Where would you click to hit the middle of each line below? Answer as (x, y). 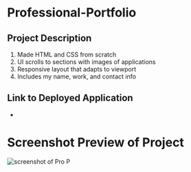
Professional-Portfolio (72, 13)
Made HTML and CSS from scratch (67, 54)
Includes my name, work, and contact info (76, 76)
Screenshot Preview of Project (95, 142)
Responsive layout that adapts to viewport (77, 69)
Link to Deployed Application (70, 98)
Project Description (49, 38)
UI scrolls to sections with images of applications (86, 62)
